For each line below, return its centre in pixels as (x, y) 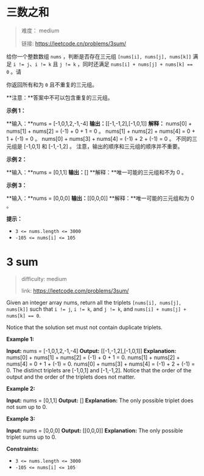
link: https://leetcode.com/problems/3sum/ (75, 291)
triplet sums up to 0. (31, 437)
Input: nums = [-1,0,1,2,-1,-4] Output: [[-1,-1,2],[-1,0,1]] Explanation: (91, 350)
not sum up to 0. (27, 407)
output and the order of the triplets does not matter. (71, 377)
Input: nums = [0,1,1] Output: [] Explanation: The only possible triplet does (100, 400)
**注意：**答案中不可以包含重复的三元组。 (60, 98)
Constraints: (23, 449)
